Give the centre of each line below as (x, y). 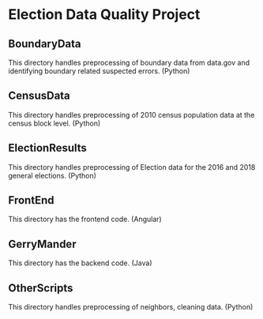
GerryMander (42, 244)
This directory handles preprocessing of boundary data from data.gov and (129, 62)
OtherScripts (41, 288)
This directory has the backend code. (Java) (80, 263)
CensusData (39, 96)
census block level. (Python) (54, 123)
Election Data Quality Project (104, 15)
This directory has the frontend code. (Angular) (85, 220)
